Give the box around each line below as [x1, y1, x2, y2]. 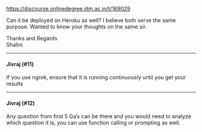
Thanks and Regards [6, 35, 58, 41]
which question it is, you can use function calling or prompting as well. [6, 119, 180, 127]
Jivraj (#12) [6, 99, 35, 107]
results [6, 80, 23, 88]
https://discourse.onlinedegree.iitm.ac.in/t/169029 [6, 5, 130, 12]
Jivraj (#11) [6, 60, 34, 68]
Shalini [6, 41, 23, 48]
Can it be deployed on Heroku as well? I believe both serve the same [6, 17, 176, 23]
